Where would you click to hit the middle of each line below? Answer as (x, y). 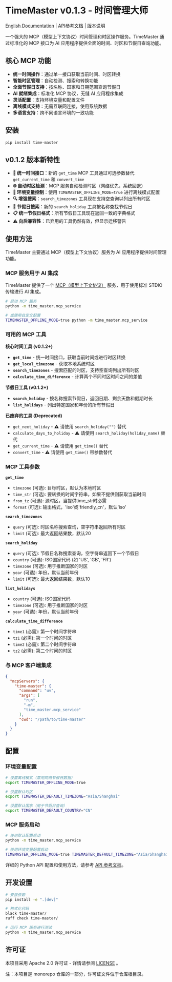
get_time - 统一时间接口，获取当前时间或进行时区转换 (69, 358)
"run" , (31, 700)
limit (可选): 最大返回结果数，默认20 (52, 534)
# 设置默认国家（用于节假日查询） (36, 806)
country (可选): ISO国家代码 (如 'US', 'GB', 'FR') (62, 560)
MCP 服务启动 (23, 824)
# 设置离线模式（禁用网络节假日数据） (40, 778)
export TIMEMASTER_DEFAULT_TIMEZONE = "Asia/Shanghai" (63, 797)
